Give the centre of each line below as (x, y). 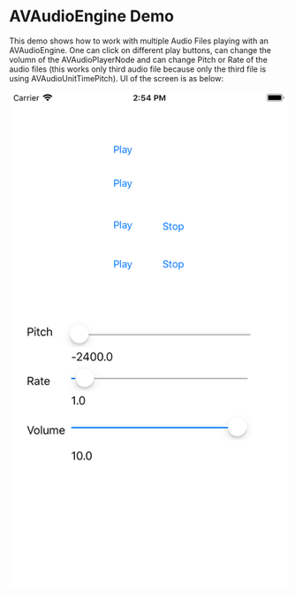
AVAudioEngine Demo (92, 16)
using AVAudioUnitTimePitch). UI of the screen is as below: (116, 78)
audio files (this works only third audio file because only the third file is (138, 69)
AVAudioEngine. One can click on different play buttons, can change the (140, 50)
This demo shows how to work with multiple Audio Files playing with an (139, 41)
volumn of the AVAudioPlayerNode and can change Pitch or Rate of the (138, 59)
